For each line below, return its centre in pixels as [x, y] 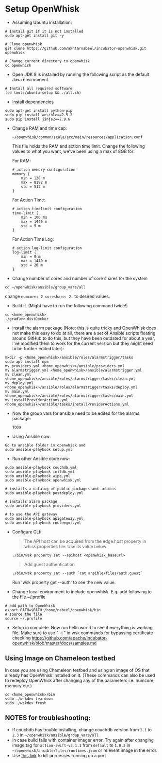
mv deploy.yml [19, 383]
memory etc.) [19, 685]
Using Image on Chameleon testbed [60, 658]
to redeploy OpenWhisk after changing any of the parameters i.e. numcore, [80, 680]
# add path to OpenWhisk [30, 606]
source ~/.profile [24, 619]
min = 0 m [31, 256]
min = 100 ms [34, 217]
